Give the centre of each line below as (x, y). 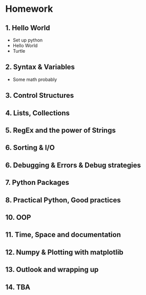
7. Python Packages (37, 183)
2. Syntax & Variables (40, 67)
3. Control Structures (40, 96)
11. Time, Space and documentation (63, 235)
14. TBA (18, 287)
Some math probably (35, 79)
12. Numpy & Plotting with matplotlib (65, 252)
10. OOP (18, 217)
